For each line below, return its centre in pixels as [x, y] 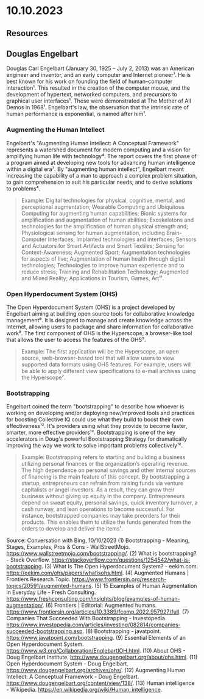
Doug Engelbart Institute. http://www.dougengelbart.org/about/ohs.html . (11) [102, 657]
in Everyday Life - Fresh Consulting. [51, 592]
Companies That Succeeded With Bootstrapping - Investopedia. [86, 618]
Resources [27, 33]
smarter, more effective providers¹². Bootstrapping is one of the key [91, 433]
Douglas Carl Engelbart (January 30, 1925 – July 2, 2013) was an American [100, 68]
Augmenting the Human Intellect [55, 130]
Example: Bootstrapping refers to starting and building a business [103, 457]
